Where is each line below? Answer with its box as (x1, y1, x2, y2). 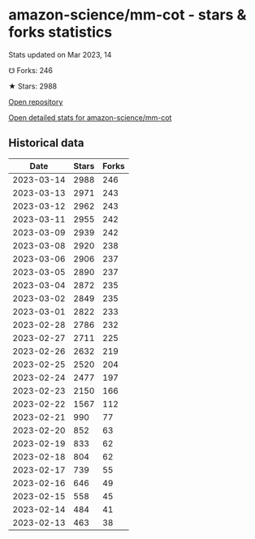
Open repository (8, 97, 63, 106)
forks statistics (8, 23, 112, 41)
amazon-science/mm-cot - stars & (8, 6, 247, 24)
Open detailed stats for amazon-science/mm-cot (8, 112, 172, 123)
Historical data (8, 136, 84, 150)
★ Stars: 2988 (8, 81, 58, 91)
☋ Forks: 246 (8, 65, 54, 75)
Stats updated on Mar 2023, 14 (8, 50, 112, 59)
